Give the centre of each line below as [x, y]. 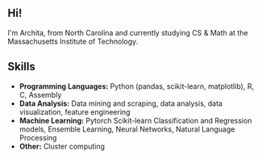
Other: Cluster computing [62, 146]
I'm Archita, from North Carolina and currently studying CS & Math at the [128, 32]
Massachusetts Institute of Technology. [73, 41]
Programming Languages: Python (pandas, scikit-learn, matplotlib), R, [137, 86]
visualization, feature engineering [75, 111]
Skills [21, 67]
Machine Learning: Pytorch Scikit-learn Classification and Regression [135, 120]
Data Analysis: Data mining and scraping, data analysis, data [121, 103]
